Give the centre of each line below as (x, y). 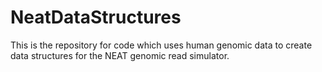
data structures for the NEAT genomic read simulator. (120, 55)
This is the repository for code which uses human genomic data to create (161, 45)
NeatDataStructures (96, 17)
